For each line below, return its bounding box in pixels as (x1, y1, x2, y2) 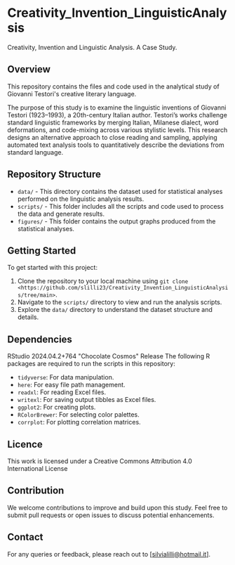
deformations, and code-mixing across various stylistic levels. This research (7, 125, 228, 134)
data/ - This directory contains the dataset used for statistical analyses (17, 187, 223, 195)
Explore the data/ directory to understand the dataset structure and (17, 306, 213, 314)
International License (7, 465, 68, 472)
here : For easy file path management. (17, 381, 126, 389)
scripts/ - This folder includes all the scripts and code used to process (17, 202, 224, 210)
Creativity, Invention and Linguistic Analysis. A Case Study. (7, 43, 177, 51)
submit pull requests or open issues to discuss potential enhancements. (7, 511, 215, 519)
